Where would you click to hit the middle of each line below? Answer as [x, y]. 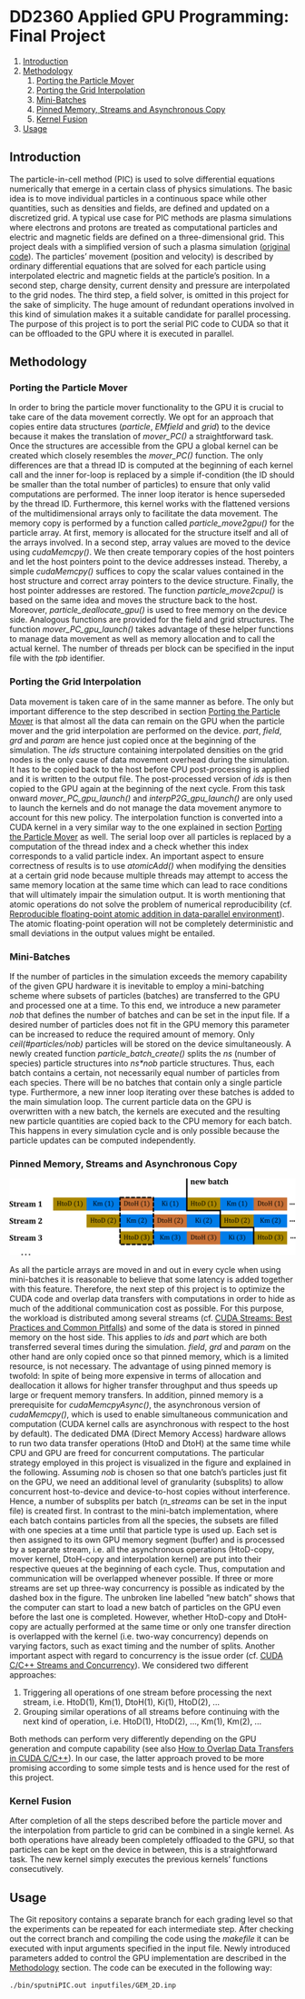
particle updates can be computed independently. [103, 1140]
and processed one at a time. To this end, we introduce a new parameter [145, 1006]
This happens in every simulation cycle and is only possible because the [144, 1131]
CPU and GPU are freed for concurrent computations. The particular [137, 1453]
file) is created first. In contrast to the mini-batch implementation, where [144, 1511]
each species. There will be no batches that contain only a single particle [146, 1083]
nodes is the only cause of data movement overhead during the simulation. [149, 759]
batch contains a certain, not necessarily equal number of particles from [144, 1073]
